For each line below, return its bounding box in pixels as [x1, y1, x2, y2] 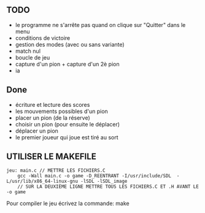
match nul [15, 47, 41, 55]
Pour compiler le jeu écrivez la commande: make [6, 199, 130, 207]
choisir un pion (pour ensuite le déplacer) [15, 120, 120, 128]
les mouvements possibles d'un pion [15, 107, 109, 115]
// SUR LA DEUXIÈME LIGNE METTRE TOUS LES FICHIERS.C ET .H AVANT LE [17, 184, 199, 190]
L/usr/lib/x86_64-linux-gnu [6, 178, 79, 185]
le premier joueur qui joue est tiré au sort [15, 133, 118, 141]
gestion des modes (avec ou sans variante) [15, 41, 125, 48]
